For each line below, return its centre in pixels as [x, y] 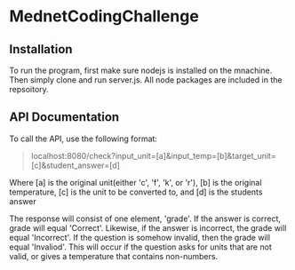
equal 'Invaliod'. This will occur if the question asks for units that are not [141, 247]
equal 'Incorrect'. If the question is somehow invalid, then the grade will [140, 237]
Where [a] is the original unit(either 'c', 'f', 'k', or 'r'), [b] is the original [136, 182]
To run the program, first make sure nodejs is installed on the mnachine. [141, 70]
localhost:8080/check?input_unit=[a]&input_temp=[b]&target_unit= [154, 155]
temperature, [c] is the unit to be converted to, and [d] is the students [136, 192]
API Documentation [64, 117]
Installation [41, 49]
